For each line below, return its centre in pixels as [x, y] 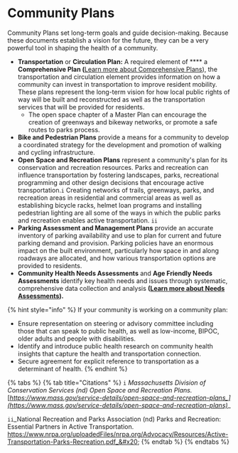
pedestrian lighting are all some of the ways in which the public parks [119, 213]
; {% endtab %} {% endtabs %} [183, 442]
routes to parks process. [64, 129]
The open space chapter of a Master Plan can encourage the [118, 114]
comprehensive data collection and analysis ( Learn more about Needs [121, 288]
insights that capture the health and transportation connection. [109, 353]
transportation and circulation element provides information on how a [119, 77]
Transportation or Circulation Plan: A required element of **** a [113, 61]
